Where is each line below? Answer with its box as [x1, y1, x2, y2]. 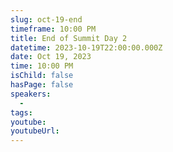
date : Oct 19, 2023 [10, 52, 92, 62]
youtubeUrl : [10, 126, 60, 136]
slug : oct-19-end [10, 14, 83, 25]
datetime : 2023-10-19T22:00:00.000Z [10, 42, 163, 53]
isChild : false [10, 71, 74, 81]
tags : [10, 107, 33, 118]
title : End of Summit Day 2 [10, 33, 128, 43]
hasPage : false [10, 80, 74, 90]
